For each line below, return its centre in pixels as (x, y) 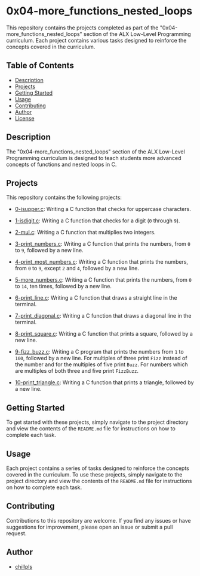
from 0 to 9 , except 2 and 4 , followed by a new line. (77, 269)
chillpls (24, 566)
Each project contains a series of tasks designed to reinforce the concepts (98, 468)
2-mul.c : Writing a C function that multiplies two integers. (85, 233)
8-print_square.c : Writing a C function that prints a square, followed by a (104, 334)
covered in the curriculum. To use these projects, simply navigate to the (94, 474)
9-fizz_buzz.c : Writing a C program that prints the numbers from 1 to (99, 352)
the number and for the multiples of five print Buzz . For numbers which (101, 364)
